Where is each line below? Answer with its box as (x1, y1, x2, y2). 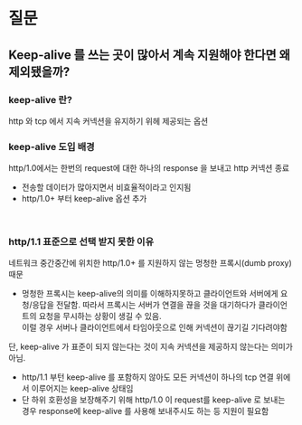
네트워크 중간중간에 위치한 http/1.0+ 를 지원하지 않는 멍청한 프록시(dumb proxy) (8, 258, 293, 269)
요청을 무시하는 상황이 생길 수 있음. (38, 311, 162, 322)
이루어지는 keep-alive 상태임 (31, 383, 134, 394)
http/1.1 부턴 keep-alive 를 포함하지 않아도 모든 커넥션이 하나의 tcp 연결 (21, 372, 275, 382)
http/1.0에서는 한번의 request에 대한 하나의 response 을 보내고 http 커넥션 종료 (8, 163, 290, 174)
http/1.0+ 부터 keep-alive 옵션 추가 (21, 194, 147, 204)
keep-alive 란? (8, 93, 73, 106)
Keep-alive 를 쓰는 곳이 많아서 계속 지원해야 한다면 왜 (8, 47, 291, 62)
